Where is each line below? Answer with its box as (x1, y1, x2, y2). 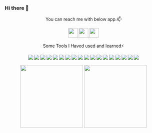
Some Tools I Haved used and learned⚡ (42, 43, 124, 49)
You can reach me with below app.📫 (45, 16, 122, 22)
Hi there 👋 (4, 5, 29, 12)
